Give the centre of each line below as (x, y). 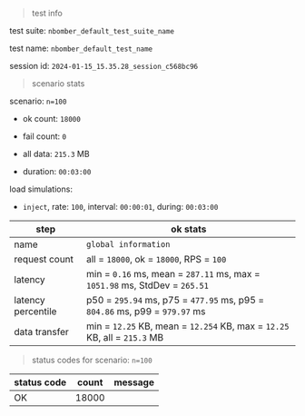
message (133, 382)
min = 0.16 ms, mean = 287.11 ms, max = (173, 274)
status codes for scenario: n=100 (92, 360)
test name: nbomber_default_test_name (81, 48)
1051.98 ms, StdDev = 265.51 (147, 285)
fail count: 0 (44, 136)
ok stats (189, 229)
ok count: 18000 (52, 119)
